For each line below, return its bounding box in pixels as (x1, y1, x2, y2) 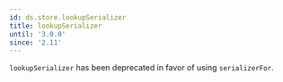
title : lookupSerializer (9, 21, 102, 30)
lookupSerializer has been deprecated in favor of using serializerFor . (9, 62, 274, 73)
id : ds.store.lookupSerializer (9, 12, 127, 22)
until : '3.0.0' (9, 29, 66, 38)
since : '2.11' (9, 37, 63, 47)
